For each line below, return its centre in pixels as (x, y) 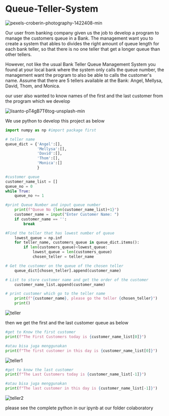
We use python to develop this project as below (55, 121)
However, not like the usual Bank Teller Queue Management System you (80, 64)
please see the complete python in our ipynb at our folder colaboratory (79, 408)
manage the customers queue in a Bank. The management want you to (79, 38)
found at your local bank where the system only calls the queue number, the (85, 70)
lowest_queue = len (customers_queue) (72, 252)
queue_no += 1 (29, 196)
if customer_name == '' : (41, 219)
